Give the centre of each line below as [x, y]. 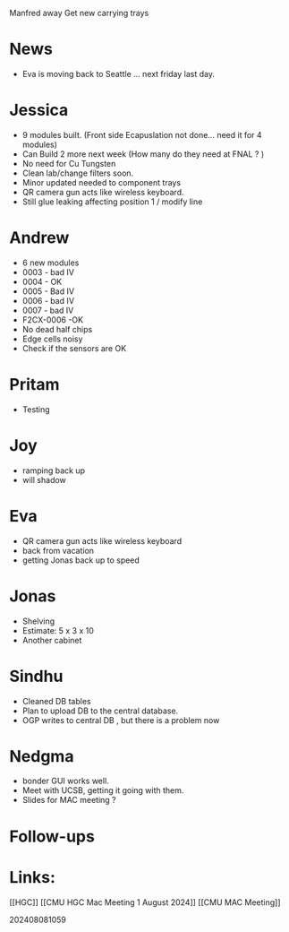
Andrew [39, 238]
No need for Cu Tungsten [69, 163]
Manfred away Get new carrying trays [79, 13]
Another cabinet [52, 640]
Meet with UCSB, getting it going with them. [103, 790]
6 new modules [51, 263]
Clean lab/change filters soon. [78, 173]
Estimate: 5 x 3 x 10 [58, 630]
